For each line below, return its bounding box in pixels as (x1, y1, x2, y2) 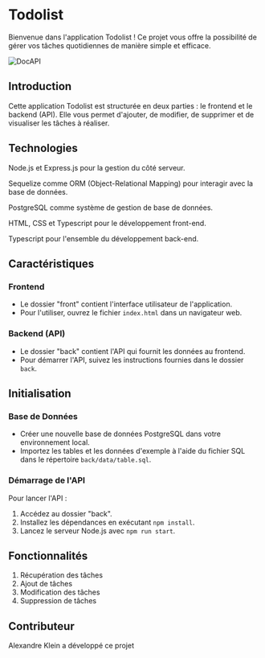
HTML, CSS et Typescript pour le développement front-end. (8, 218, 206, 228)
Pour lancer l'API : (8, 493, 67, 503)
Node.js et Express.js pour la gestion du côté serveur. (8, 162, 186, 172)
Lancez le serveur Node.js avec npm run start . (19, 525, 176, 536)
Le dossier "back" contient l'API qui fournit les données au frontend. (19, 346, 246, 356)
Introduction (8, 80, 72, 93)
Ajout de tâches (19, 579, 73, 589)
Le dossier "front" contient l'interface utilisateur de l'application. (19, 299, 233, 309)
